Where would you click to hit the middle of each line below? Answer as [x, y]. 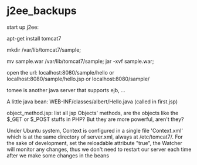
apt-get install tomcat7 [34, 38]
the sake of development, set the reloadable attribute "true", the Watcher [94, 143]
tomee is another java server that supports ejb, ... [66, 90]
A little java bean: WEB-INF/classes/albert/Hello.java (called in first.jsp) [92, 102]
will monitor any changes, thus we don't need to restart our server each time [99, 149]
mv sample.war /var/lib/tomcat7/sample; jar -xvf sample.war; [80, 61]
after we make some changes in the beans [58, 155]
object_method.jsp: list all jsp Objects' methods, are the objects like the [93, 113]
